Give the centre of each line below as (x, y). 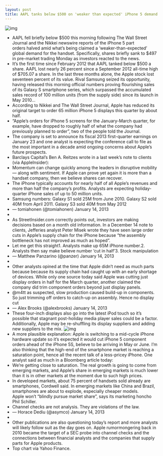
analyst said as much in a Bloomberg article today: (63, 360)
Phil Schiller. (24, 401)
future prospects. (29, 152)
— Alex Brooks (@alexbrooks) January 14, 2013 (60, 308)
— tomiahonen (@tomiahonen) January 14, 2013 (60, 209)
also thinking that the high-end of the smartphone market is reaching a (83, 349)
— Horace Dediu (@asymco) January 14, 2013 (58, 412)
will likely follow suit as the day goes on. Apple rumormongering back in (84, 427)
